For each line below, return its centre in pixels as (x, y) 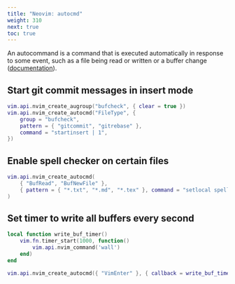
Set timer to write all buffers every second (101, 218)
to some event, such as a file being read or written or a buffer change (107, 61)
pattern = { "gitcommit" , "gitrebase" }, (81, 126)
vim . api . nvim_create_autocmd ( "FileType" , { (72, 113)
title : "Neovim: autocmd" (45, 14)
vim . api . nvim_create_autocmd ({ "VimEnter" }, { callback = (95, 273)
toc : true (22, 33)
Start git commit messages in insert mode (100, 90)
